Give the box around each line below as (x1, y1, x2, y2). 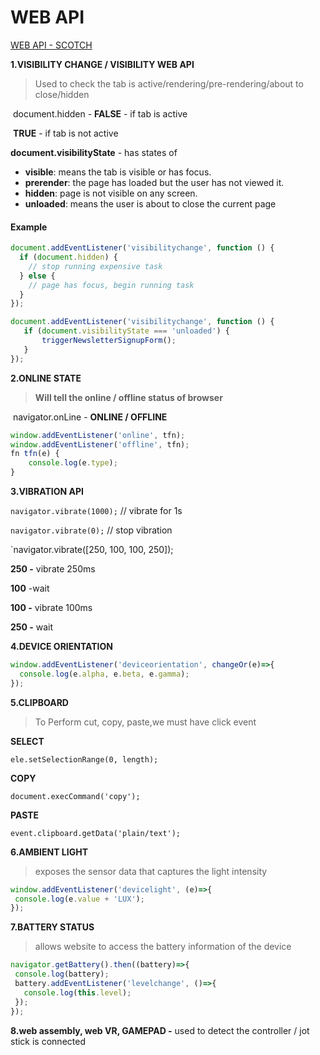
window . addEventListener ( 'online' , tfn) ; (10, 430, 186, 440)
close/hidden (34, 88, 90, 100)
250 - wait (10, 621, 54, 633)
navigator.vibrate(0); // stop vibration (10, 524, 173, 536)
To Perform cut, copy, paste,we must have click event (34, 716, 257, 728)
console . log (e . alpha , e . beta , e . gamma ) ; (19, 669, 190, 679)
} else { (19, 271, 56, 281)
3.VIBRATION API (10, 486, 84, 498)
